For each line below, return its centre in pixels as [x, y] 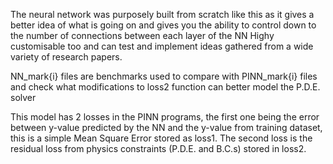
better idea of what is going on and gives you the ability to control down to [163, 25]
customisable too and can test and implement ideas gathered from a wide [162, 46]
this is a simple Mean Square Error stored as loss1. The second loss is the [161, 138]
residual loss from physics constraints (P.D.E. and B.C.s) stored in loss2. [158, 148]
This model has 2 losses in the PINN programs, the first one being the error [165, 117]
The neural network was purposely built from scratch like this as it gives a [162, 14]
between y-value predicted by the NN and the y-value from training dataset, [166, 127]
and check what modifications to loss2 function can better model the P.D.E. [165, 87]
